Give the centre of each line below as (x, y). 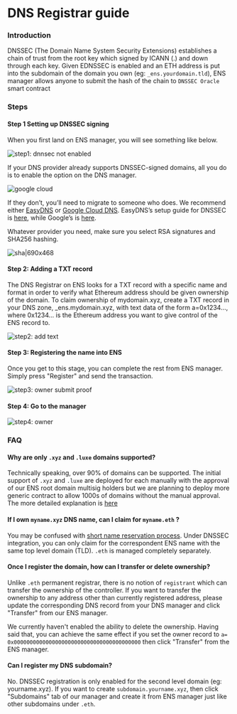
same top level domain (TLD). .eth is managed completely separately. (109, 550)
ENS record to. (29, 322)
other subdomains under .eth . (51, 704)
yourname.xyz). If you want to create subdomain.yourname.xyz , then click (113, 688)
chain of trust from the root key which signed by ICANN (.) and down (108, 58)
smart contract (29, 89)
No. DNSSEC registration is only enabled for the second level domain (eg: (115, 681)
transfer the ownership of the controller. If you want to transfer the (104, 590)
